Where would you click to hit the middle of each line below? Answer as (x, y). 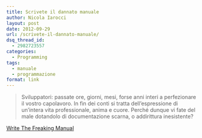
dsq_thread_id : (26, 40)
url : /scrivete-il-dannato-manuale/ (53, 35)
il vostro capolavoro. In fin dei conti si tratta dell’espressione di (99, 103)
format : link (23, 80)
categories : (21, 52)
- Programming (30, 57)
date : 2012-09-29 (28, 29)
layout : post (23, 23)
